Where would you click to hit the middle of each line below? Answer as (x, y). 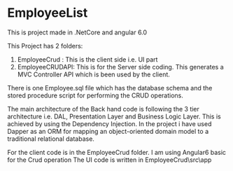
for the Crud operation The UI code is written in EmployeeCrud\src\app (110, 160)
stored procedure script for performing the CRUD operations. (96, 95)
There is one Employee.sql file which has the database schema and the (110, 88)
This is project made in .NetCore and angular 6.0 (77, 32)
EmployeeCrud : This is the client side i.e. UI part (87, 59)
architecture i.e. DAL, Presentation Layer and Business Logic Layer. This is (114, 116)
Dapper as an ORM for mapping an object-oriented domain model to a (108, 131)
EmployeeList (48, 13)
